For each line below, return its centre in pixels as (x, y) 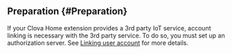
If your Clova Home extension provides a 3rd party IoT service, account (109, 28)
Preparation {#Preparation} (68, 11)
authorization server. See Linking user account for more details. (98, 43)
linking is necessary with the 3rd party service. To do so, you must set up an (116, 35)
